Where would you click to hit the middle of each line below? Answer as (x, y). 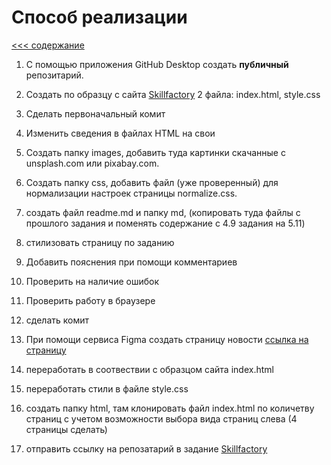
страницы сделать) (66, 429)
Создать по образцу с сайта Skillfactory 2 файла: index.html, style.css (173, 94)
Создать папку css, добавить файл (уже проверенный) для (152, 182)
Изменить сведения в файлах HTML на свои (120, 133)
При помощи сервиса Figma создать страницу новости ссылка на (167, 339)
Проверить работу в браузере (90, 300)
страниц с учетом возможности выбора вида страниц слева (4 (161, 418)
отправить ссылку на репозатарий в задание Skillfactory (146, 448)
